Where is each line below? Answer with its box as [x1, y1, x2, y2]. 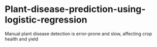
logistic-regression [5, 14, 87, 25]
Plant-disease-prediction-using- [5, 3, 146, 15]
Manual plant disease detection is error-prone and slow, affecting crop [5, 30, 152, 36]
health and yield [5, 36, 39, 42]
